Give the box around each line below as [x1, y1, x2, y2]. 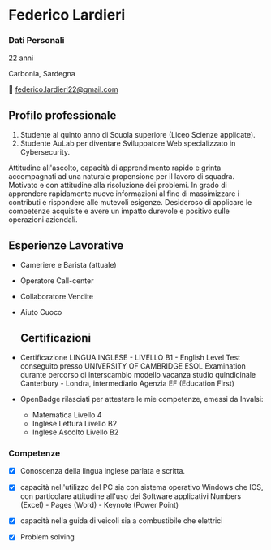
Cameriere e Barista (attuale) [19, 260, 117, 270]
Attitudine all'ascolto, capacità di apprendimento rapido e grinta [8, 163, 222, 172]
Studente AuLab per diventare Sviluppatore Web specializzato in [19, 138, 236, 148]
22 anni [8, 53, 34, 63]
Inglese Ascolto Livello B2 [32, 427, 119, 437]
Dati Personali [8, 35, 65, 46]
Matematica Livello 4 [32, 409, 102, 420]
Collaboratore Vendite [19, 291, 94, 302]
